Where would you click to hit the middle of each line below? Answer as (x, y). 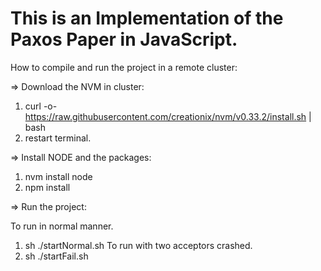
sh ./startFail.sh (56, 256)
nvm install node (58, 176)
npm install (47, 187)
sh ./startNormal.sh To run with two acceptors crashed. (138, 245)
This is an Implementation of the (147, 18)
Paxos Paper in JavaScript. (124, 39)
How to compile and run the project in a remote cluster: (124, 67)
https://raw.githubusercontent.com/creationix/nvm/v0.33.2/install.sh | (168, 116)
